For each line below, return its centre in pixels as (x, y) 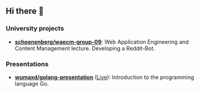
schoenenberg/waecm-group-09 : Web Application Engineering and (102, 42)
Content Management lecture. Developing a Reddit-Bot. (85, 48)
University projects (35, 29)
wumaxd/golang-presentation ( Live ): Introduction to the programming (104, 77)
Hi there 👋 (25, 11)
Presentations (27, 64)
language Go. (32, 83)
